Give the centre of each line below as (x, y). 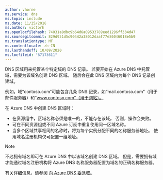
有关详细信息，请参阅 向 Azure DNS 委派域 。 (50, 173)
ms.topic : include (24, 18)
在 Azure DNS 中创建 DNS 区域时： (40, 108)
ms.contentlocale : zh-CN (30, 46)
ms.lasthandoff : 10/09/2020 (33, 50)
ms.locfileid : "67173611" (31, 55)
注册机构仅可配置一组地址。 (53, 137)
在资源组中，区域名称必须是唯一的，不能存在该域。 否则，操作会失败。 (83, 118)
